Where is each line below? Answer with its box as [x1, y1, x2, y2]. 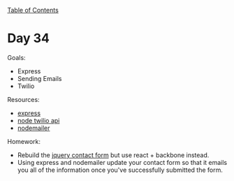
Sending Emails [17, 74, 62, 82]
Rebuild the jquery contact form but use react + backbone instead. [17, 150, 210, 159]
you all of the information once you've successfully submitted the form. [17, 166, 224, 174]
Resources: [7, 95, 40, 103]
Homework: [7, 137, 41, 145]
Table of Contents [7, 6, 59, 14]
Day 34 [7, 31, 50, 46]
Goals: [7, 53, 26, 61]
